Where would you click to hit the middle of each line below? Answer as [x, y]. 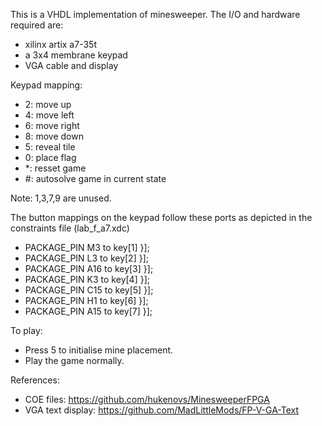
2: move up [48, 104]
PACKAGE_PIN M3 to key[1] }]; [87, 247]
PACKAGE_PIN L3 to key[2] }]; [86, 258]
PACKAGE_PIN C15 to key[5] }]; [89, 290]
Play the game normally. [74, 360]
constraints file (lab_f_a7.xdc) [70, 228]
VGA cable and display [71, 65]
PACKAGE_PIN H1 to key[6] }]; [86, 300]
